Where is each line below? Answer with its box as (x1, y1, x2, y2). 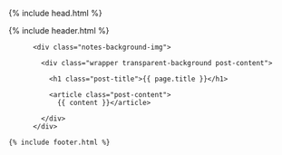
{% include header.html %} (8, 25, 110, 35)
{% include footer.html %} (8, 138, 111, 147)
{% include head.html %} (8, 8, 102, 18)
